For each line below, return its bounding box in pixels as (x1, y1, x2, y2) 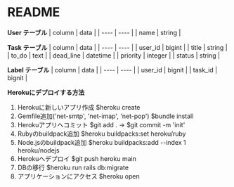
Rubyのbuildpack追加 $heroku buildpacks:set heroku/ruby (17, 129, 186, 138)
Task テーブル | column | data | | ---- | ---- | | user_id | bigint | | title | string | (7, 43, 228, 51)
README (7, 4, 60, 20)
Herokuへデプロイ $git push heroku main (17, 154, 137, 162)
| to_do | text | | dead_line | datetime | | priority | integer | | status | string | (7, 51, 220, 60)
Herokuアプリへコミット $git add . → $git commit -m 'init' (17, 120, 186, 129)
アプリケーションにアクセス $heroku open (17, 172, 140, 180)
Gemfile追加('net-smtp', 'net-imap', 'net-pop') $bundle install (17, 112, 194, 120)
